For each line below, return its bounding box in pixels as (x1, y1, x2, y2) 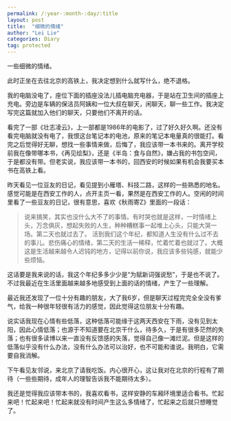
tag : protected (7, 42, 51, 49)
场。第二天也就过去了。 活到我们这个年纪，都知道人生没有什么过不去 (23, 230, 219, 238)
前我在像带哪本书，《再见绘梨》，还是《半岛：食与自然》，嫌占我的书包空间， (7, 149, 221, 157)
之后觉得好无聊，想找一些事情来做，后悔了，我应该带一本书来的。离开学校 (12, 141, 224, 148)
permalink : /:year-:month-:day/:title (7, 10, 118, 17)
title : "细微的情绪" (7, 23, 64, 30)
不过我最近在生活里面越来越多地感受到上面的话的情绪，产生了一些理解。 (7, 279, 212, 287)
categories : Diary (7, 36, 60, 43)
